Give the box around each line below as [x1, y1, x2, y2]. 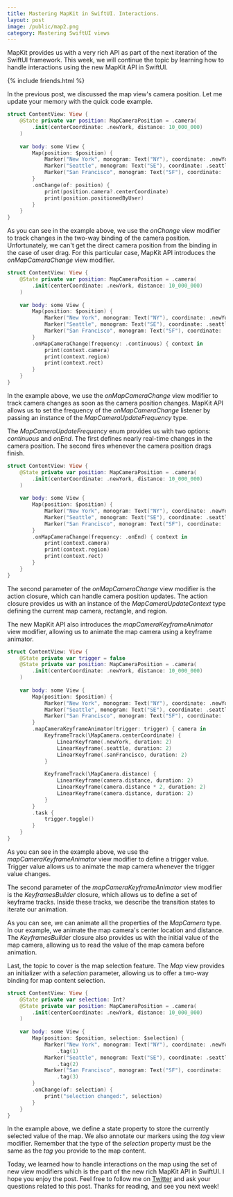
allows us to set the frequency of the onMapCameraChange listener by [7, 406, 211, 414]
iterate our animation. [7, 905, 68, 914]
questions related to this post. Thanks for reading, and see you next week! [7, 1182, 220, 1191]
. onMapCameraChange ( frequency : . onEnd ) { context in [32, 533, 188, 541]
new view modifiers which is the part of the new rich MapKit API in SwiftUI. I [7, 1167, 225, 1176]
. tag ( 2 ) [56, 1060, 79, 1067]
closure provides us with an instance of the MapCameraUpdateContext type [7, 599, 226, 607]
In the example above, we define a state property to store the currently [7, 1124, 209, 1133]
